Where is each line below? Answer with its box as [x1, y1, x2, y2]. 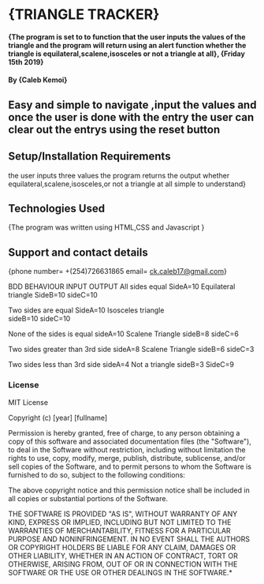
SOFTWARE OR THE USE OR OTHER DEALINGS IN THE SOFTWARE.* [8, 567, 232, 577]
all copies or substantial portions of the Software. [8, 493, 168, 503]
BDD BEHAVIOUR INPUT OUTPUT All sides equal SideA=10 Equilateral [8, 282, 236, 291]
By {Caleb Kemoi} [8, 75, 68, 84]
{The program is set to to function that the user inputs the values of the [8, 32, 246, 41]
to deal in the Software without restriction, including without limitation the [8, 444, 246, 455]
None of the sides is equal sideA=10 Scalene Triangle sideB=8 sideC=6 [8, 329, 239, 339]
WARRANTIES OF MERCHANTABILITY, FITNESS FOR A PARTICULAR [8, 526, 231, 535]
